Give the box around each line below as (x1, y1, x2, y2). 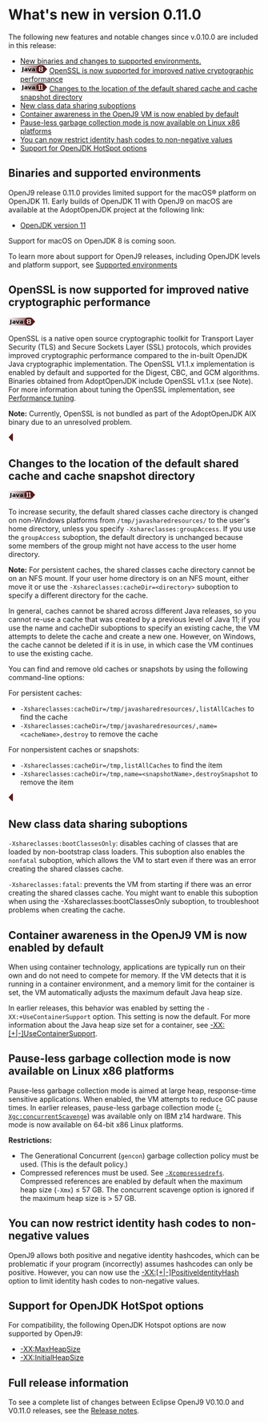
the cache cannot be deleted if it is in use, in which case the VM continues (8, 640, 254, 650)
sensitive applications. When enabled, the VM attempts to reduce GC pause (8, 1094, 258, 1103)
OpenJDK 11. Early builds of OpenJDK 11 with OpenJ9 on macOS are (8, 196, 234, 206)
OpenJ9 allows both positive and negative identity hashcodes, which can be (8, 1250, 260, 1260)
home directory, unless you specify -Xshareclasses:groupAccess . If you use (8, 524, 256, 534)
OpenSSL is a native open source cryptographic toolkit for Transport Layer (8, 333, 254, 343)
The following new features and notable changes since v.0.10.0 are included (8, 32, 258, 42)
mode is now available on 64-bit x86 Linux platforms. (8, 1119, 184, 1129)
